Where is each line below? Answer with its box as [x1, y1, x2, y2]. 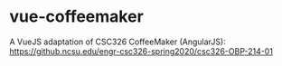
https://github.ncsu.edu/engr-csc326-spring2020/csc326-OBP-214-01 [9, 45, 274, 56]
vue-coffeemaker [9, 6, 145, 27]
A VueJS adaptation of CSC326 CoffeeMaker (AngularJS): [9, 36, 226, 47]
